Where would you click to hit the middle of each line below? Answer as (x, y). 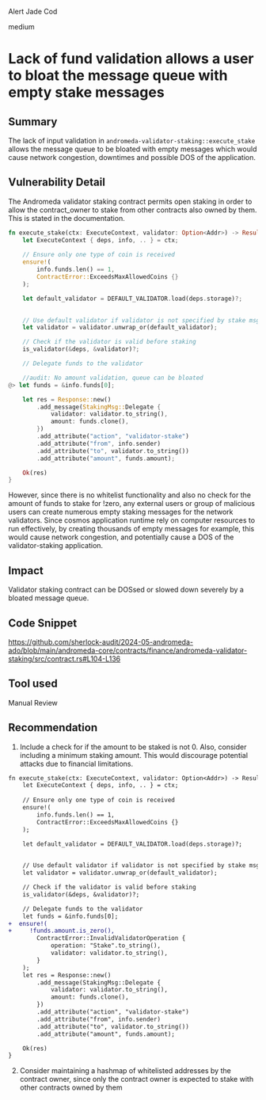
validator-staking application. (56, 546)
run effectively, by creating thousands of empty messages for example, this (131, 529)
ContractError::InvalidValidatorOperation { (111, 938)
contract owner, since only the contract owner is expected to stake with (137, 1079)
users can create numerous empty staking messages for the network (121, 512)
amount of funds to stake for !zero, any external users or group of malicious (132, 504)
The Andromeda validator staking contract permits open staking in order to (130, 201)
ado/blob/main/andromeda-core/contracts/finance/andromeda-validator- (128, 650)
